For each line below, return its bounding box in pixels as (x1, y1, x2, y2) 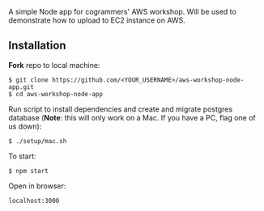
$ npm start (8, 167, 49, 175)
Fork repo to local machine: (8, 60, 100, 70)
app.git (8, 82, 35, 91)
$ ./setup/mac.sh (8, 137, 67, 145)
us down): (8, 121, 42, 131)
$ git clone (8, 76, 49, 84)
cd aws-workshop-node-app (15, 90, 104, 98)
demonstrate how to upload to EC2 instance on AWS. (8, 15, 186, 25)
